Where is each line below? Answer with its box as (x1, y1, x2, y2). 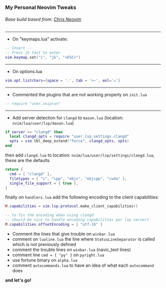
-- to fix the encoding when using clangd (5, 213, 94, 218)
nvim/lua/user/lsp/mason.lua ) (12, 120, 74, 126)
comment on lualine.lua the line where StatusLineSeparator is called (12, 236, 155, 242)
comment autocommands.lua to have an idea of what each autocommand (12, 262, 154, 268)
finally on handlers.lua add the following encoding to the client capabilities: (5, 194, 159, 200)
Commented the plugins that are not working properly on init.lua (12, 91, 147, 97)
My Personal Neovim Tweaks (5, 4, 77, 11)
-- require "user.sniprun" (5, 101, 61, 106)
